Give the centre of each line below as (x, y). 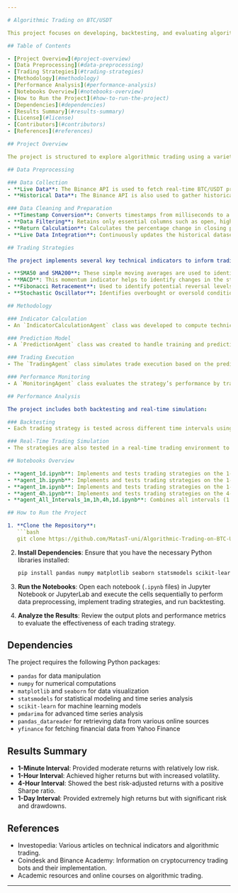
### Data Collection (38, 182)
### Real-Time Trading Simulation (58, 442)
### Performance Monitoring (49, 377)
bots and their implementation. (62, 868)
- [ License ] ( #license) (41, 118)
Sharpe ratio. (36, 791)
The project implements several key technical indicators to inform (110, 261)
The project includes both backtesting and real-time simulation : (107, 409)
